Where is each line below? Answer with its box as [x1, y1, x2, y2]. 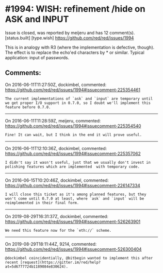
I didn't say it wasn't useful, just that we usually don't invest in [5, 160, 151, 165]
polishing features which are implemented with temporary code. [5, 164, 140, 169]
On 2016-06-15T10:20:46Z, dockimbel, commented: [5, 177, 109, 183]
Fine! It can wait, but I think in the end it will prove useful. [5, 132, 142, 137]
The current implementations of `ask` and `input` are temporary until [5, 96, 153, 101]
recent [5, 260, 18, 265]
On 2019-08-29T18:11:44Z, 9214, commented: [5, 241, 97, 247]
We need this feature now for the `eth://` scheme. [5, 228, 112, 233]
